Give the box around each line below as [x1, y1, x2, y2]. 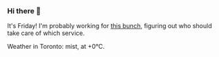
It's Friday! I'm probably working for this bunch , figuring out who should [7, 22, 213, 30]
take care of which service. [7, 29, 85, 37]
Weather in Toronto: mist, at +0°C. [7, 43, 105, 51]
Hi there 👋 [7, 6, 42, 16]
